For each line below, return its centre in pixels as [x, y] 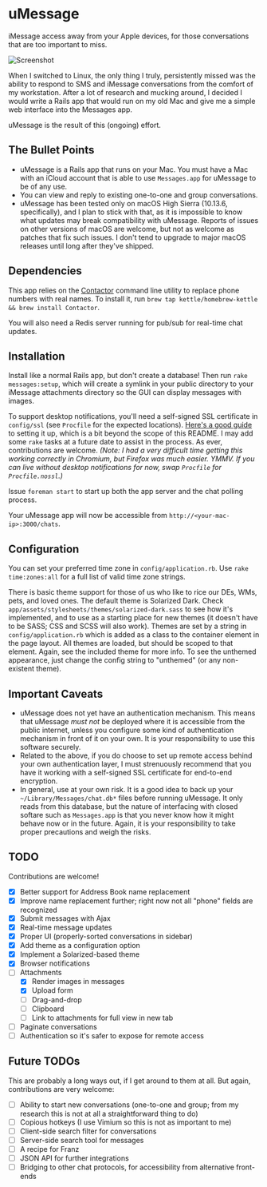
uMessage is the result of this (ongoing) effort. [85, 125]
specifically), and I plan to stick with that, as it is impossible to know [131, 212]
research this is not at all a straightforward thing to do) [109, 1113]
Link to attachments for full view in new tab [102, 1018]
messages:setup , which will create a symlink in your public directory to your [131, 384]
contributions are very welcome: [61, 1089]
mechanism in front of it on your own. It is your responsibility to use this [137, 739]
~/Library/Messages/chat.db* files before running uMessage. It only [131, 798]
